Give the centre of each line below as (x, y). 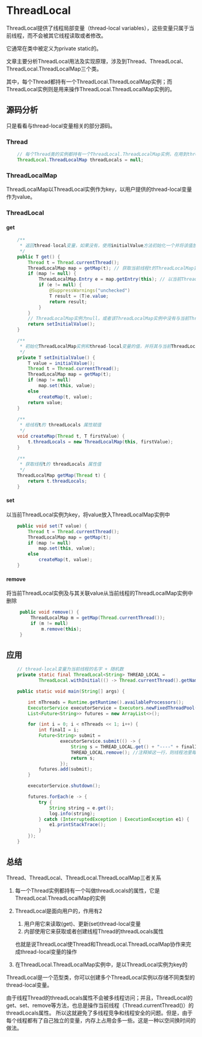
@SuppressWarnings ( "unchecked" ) (90, 291)
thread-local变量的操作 (49, 951)
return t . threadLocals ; (57, 481)
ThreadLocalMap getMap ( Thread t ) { (62, 476)
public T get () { (39, 257)
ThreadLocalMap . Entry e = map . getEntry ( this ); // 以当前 (110, 279)
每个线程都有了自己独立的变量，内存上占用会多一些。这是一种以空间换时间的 (101, 1020)
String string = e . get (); (81, 808)
